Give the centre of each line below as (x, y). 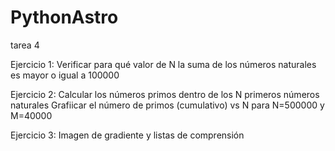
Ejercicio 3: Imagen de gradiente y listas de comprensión (127, 135)
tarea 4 (25, 45)
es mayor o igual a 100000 (65, 75)
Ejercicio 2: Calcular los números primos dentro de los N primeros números (165, 94)
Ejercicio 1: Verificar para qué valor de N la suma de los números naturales (163, 64)
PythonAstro (64, 17)
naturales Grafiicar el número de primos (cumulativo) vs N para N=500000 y (167, 105)
